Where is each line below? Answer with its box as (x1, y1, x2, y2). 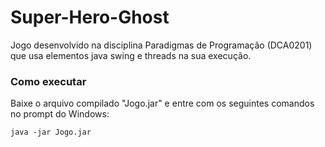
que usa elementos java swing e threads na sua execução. (10, 49, 252, 61)
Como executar (10, 74, 87, 88)
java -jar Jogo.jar (10, 127, 92, 138)
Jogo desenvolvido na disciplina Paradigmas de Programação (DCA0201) (10, 39, 313, 51)
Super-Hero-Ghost (10, 6, 170, 29)
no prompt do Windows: (10, 108, 110, 120)
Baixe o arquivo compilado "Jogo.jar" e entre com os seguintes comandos (10, 97, 315, 110)
